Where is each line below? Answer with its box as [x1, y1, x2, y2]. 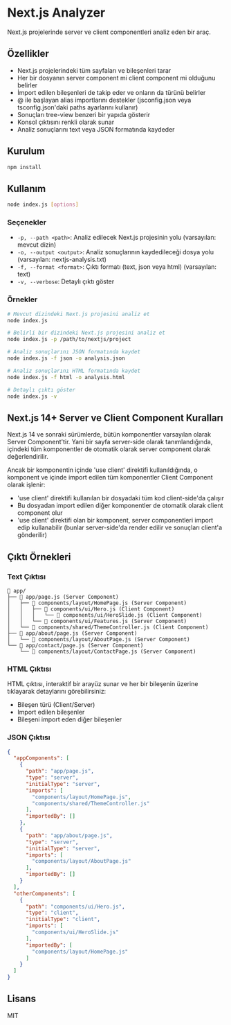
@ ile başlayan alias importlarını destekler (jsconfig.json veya [17, 96, 192, 104]
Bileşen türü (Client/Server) [17, 701, 95, 709]
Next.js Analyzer [7, 5, 106, 21]
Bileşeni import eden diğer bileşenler [17, 715, 122, 724]
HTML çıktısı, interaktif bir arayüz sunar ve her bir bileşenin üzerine [7, 680, 198, 688]
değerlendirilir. [7, 453, 48, 461]
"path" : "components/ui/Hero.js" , [25, 903, 126, 910]
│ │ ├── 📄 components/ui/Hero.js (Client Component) [7, 605, 175, 613]
